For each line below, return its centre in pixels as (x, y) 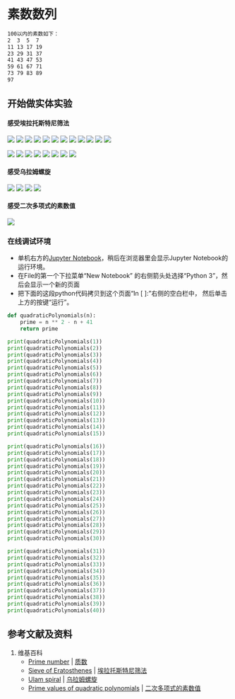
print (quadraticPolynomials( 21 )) (56, 479)
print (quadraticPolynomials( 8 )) (55, 387)
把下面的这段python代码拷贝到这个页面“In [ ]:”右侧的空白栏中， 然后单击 (122, 294)
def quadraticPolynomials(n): (52, 316)
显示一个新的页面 (55, 284)
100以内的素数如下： (33, 34)
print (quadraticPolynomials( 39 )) (56, 604)
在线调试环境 (29, 241)
